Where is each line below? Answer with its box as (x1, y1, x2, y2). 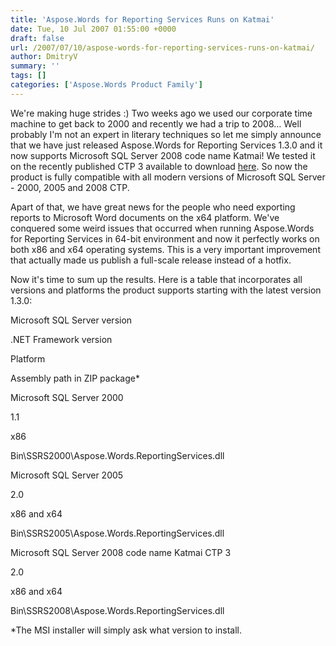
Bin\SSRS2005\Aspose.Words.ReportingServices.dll (10, 527, 225, 539)
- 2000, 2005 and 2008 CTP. (10, 181, 130, 193)
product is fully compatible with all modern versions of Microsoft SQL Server (10, 171, 326, 183)
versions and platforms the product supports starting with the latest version (10, 284, 322, 296)
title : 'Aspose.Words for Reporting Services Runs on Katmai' (10, 14, 275, 25)
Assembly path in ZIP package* (10, 372, 140, 384)
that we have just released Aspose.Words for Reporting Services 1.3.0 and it (10, 139, 323, 151)
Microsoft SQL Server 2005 (10, 469, 124, 481)
